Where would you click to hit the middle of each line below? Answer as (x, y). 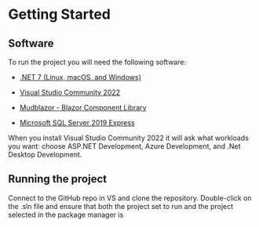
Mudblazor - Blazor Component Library (83, 108)
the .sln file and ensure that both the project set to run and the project (121, 206)
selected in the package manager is (66, 214)
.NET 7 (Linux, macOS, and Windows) (80, 77)
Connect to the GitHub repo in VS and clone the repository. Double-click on (130, 198)
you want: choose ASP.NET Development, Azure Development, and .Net (124, 146)
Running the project (58, 179)
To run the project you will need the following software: (97, 62)
